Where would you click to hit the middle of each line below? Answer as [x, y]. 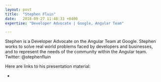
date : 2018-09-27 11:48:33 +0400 [41, 19]
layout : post [18, 10]
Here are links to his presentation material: [48, 66]
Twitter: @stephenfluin [28, 57]
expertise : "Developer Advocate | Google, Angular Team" [65, 23]
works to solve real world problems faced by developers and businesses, [79, 46]
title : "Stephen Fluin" [30, 14]
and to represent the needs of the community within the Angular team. [76, 52]
